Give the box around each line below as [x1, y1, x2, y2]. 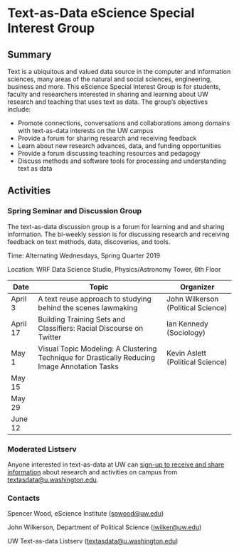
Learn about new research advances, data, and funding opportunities [17, 142, 222, 150]
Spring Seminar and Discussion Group [7, 206, 142, 216]
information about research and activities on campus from [7, 467, 178, 476]
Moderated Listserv [7, 444, 77, 454]
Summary [7, 48, 52, 60]
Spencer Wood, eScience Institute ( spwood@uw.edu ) [7, 509, 164, 518]
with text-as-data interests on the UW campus [17, 127, 154, 134]
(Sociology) [166, 327, 206, 337]
